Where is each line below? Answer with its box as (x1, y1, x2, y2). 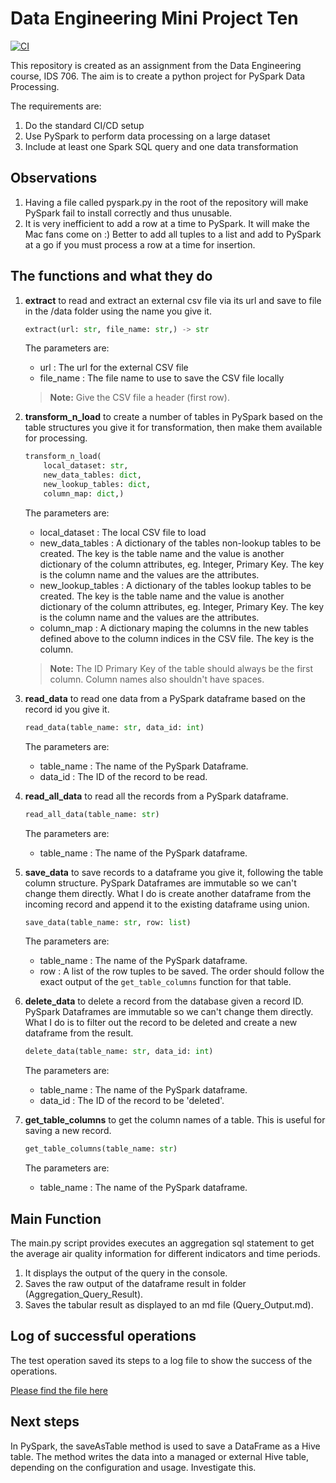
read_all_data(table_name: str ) (24, 809, 160, 819)
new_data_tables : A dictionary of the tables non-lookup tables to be (39, 537, 322, 549)
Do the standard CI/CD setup (24, 119, 145, 131)
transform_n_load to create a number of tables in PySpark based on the (24, 411, 323, 423)
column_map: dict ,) (43, 488, 125, 499)
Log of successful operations (10, 1328, 197, 1345)
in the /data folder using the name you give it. (24, 305, 212, 317)
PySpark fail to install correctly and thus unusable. (24, 207, 233, 219)
